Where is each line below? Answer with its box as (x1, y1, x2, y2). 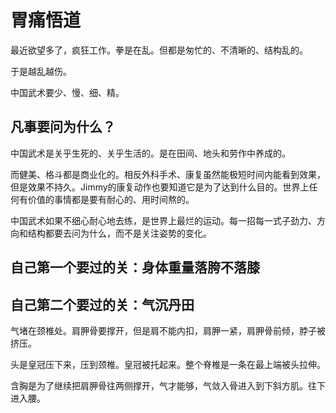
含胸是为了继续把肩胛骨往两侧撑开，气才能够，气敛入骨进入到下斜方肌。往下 (10, 379, 326, 391)
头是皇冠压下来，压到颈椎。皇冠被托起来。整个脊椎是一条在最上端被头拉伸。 (10, 358, 326, 370)
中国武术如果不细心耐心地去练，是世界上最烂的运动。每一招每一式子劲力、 (10, 214, 317, 226)
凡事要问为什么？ (10, 119, 116, 136)
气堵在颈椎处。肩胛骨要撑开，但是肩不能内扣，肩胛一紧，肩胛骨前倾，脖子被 (10, 324, 326, 336)
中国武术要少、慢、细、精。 (10, 86, 125, 98)
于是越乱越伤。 (10, 65, 72, 77)
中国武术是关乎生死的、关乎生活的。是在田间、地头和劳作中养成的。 (10, 147, 291, 159)
